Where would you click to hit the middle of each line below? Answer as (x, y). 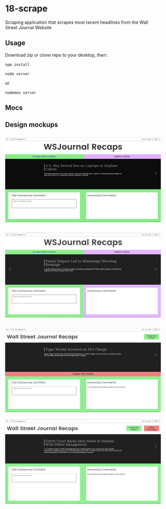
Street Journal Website (28, 27)
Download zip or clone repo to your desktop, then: (56, 55)
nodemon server (21, 93)
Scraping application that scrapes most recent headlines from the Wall (77, 22)
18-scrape (26, 9)
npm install (17, 65)
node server (17, 74)
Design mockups (32, 125)
